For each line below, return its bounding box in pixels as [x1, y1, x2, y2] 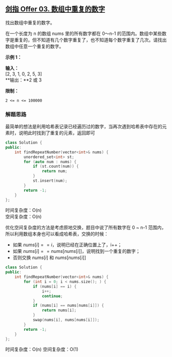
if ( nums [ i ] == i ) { [32, 284, 77, 289]
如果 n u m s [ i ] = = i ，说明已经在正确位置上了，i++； [12, 242, 122, 248]
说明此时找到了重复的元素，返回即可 [18, 130, 95, 136]
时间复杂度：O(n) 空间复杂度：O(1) [5, 346, 78, 352]
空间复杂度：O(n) [5, 213, 42, 220]
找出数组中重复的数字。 [5, 19, 55, 26]
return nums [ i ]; [41, 308, 77, 313]
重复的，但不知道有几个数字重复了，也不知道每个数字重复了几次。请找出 [14, 36, 167, 43]
